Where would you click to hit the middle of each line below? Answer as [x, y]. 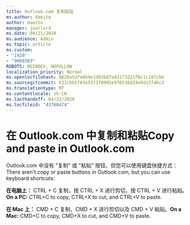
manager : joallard [29, 28]
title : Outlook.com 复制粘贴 [40, 11]
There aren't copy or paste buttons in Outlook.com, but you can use [88, 172]
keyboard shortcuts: [30, 178]
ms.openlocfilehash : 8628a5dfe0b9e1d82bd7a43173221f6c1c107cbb [85, 77]
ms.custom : [19, 50]
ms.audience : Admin [30, 39]
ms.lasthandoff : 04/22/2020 [41, 99]
